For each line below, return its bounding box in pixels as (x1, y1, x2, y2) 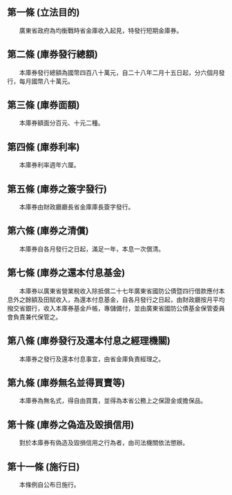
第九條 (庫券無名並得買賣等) (7, 376, 126, 388)
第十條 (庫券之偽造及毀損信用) (7, 419, 135, 431)
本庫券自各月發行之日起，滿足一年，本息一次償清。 (19, 245, 164, 253)
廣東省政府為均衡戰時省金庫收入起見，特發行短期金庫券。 (19, 26, 183, 35)
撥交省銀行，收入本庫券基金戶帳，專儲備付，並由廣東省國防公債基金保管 (7, 304, 213, 312)
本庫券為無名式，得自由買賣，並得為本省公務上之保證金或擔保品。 (19, 397, 207, 405)
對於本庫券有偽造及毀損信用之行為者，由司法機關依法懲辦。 (19, 439, 188, 447)
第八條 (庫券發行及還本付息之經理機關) (7, 335, 171, 347)
